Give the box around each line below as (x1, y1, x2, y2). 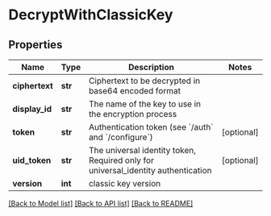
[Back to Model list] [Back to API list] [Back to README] (8, 199, 194, 208)
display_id (12, 103, 52, 114)
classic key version (88, 178, 161, 189)
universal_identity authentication (88, 165, 212, 176)
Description (128, 62, 175, 73)
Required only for (88, 155, 155, 166)
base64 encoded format (88, 85, 181, 96)
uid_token (12, 155, 52, 166)
